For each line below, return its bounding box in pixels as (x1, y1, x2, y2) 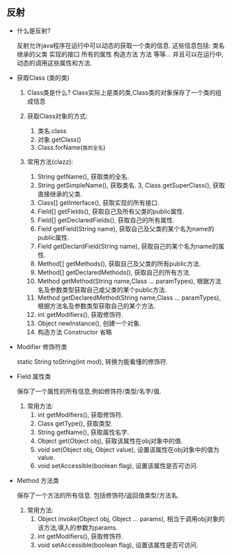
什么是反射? (16, 26, 51, 35)
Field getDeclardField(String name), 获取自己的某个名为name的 (37, 242, 219, 250)
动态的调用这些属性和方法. (16, 59, 92, 67)
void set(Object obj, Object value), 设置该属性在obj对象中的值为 (37, 445, 220, 454)
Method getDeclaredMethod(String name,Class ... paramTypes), (37, 293, 221, 302)
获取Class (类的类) (16, 73, 70, 82)
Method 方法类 (16, 476, 60, 484)
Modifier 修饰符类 (16, 342, 68, 350)
